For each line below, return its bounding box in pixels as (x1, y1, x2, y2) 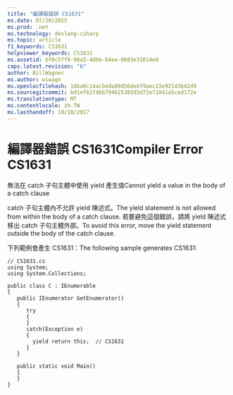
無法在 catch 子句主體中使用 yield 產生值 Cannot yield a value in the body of (7, 181, 226, 189)
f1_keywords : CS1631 (7, 43, 68, 50)
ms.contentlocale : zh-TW (7, 102, 80, 109)
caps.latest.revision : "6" (7, 63, 87, 70)
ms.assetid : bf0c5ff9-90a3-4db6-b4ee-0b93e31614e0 (7, 56, 159, 63)
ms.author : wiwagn (7, 75, 61, 83)
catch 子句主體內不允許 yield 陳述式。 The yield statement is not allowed (7, 203, 216, 212)
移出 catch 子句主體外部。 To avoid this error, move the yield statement (7, 221, 212, 229)
